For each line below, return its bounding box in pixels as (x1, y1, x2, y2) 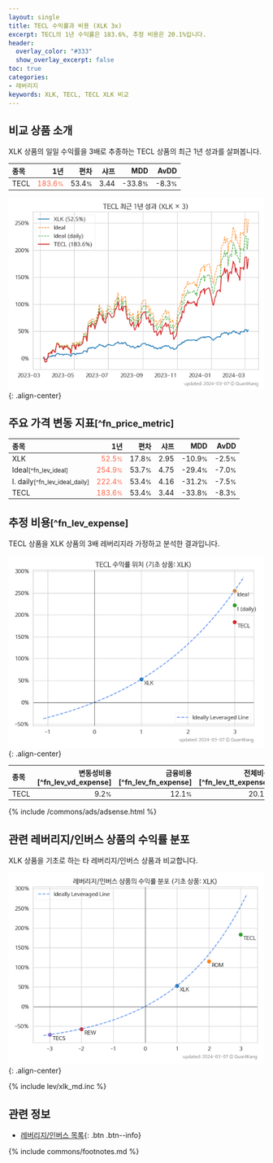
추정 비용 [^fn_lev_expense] (8, 515, 128, 529)
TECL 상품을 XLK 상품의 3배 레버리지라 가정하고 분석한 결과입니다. (8, 539, 220, 549)
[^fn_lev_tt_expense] (198, 777, 271, 787)
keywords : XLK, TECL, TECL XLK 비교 (8, 90, 129, 98)
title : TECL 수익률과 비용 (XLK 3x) (8, 21, 123, 30)
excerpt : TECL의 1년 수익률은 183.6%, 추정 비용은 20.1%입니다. (8, 30, 207, 38)
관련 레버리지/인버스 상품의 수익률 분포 (8, 833, 190, 846)
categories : (8, 73, 49, 81)
